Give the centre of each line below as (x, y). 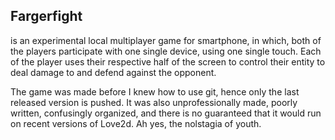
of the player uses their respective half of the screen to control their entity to (168, 61)
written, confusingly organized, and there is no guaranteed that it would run (166, 113)
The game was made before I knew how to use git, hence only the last (155, 91)
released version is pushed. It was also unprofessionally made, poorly (154, 102)
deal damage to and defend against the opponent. (113, 72)
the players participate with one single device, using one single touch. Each (166, 51)
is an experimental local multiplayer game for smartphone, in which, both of (166, 40)
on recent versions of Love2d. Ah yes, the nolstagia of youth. (136, 123)
